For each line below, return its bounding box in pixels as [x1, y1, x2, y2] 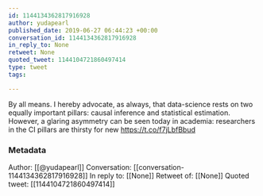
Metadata [8, 144, 46, 156]
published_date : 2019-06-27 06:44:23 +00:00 [8, 26, 158, 34]
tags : [8, 71, 26, 79]
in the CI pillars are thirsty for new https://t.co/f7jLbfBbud [8, 125, 196, 134]
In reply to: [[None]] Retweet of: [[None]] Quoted [89, 171, 249, 180]
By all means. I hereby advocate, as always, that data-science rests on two [8, 99, 253, 109]
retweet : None [8, 48, 56, 56]
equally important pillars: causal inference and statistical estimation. [8, 108, 230, 117]
